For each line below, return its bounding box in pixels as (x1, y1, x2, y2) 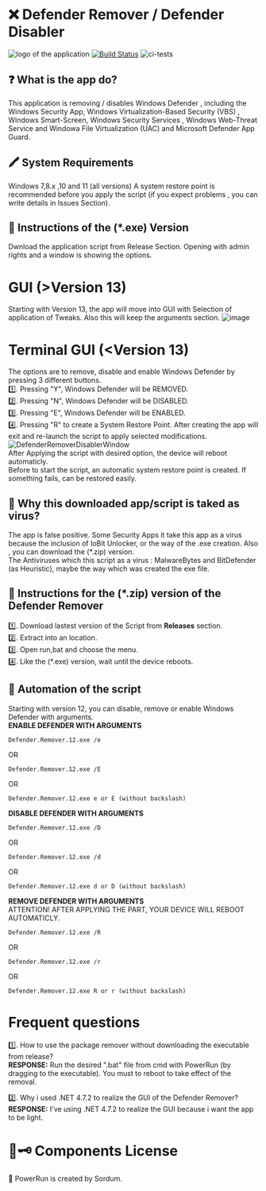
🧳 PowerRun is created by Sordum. (8, 1174, 123, 1183)
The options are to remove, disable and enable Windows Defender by (8, 367, 236, 376)
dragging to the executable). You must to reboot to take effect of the (8, 1068, 232, 1077)
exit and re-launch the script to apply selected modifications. (8, 431, 208, 441)
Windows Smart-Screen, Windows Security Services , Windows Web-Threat (8, 115, 258, 125)
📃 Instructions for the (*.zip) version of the (8, 587, 222, 600)
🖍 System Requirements (8, 156, 134, 170)
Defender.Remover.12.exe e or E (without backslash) (8, 794, 187, 803)
